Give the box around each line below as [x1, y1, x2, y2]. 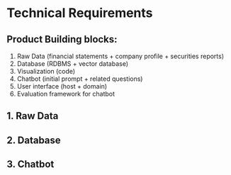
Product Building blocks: [6, 33, 118, 45]
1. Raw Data [6, 110, 59, 122]
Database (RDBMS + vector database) [16, 60, 129, 68]
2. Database [6, 134, 61, 146]
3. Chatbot [6, 158, 55, 171]
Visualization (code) [16, 67, 76, 75]
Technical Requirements [6, 5, 153, 21]
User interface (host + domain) [16, 82, 108, 90]
